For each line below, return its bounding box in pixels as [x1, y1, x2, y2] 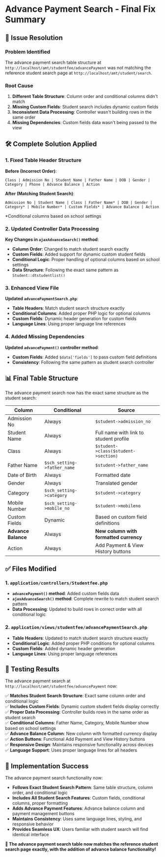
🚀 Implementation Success [5, 762, 89, 770]
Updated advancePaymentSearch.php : [5, 296, 79, 301]
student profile [95, 435, 129, 442]
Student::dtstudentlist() [12, 273, 65, 278]
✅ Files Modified [5, 564, 57, 573]
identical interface [12, 831, 49, 838]
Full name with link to [95, 429, 144, 436]
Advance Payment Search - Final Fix [5, 3, 156, 15]
